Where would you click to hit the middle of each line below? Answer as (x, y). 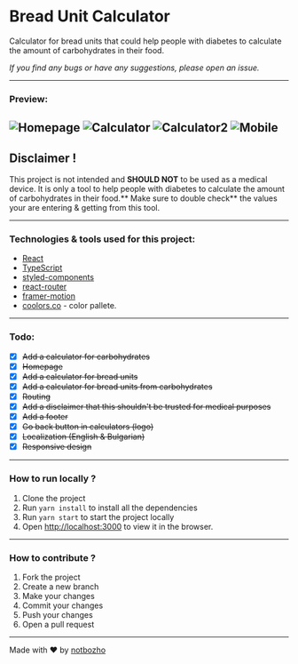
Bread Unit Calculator (90, 16)
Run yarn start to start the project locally (98, 516)
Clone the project (54, 498)
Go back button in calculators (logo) (87, 427)
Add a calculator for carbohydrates (86, 356)
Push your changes (57, 614)
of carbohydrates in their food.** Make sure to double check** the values (143, 198)
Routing (36, 396)
